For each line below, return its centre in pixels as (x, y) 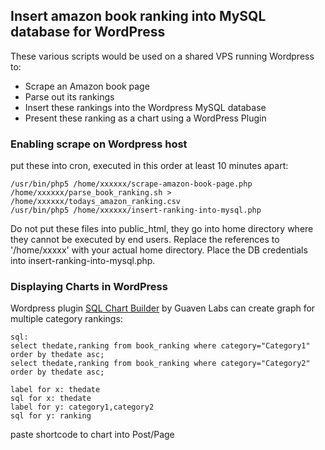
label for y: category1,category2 (82, 407)
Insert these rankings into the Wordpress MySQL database (145, 107)
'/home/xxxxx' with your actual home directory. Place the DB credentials (159, 250)
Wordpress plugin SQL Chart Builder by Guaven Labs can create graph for (163, 308)
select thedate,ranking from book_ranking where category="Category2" (160, 364)
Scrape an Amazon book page (87, 86)
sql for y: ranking (51, 416)
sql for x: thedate (51, 399)
